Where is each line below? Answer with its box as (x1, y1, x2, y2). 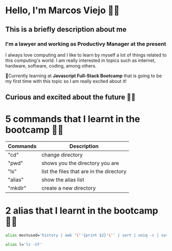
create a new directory (41, 185, 96, 192)
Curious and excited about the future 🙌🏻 (5, 93, 136, 102)
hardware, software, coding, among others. (5, 62, 97, 69)
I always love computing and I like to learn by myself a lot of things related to (5, 52, 167, 58)
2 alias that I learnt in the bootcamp (5, 205, 159, 217)
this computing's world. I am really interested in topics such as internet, (5, 57, 156, 63)
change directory (41, 151, 83, 158)
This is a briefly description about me (5, 25, 127, 34)
